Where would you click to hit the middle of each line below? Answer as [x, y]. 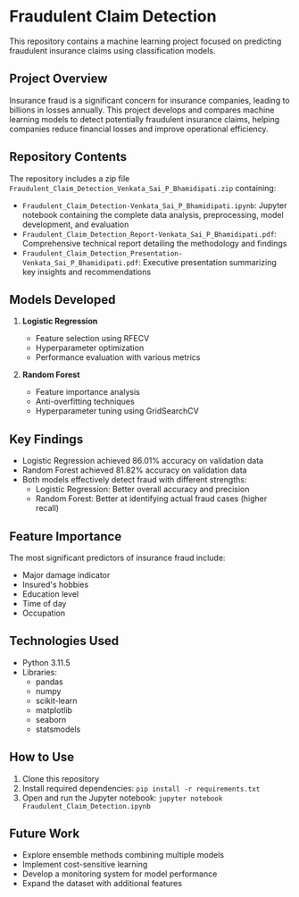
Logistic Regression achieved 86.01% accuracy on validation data [143, 461]
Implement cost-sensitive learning [85, 865]
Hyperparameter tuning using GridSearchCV [117, 411]
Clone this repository [61, 778]
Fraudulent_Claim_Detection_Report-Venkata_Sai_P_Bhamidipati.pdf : [149, 233]
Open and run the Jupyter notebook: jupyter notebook [122, 798]
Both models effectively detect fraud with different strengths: [134, 480]
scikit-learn [56, 700]
